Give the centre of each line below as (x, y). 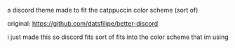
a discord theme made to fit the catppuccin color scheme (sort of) (103, 10)
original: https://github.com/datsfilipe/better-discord (83, 23)
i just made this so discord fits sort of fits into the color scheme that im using (118, 37)
